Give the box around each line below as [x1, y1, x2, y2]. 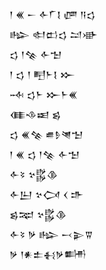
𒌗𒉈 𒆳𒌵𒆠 [9, 209, 67, 220]
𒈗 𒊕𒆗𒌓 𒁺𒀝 [9, 29, 99, 40]
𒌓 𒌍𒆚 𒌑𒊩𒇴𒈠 [9, 129, 84, 140]
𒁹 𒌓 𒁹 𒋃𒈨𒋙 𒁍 [9, 69, 76, 80]
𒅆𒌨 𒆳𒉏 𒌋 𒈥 [9, 189, 84, 200]
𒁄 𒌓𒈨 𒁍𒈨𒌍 [9, 89, 78, 100]
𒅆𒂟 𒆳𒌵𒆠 [9, 169, 59, 180]
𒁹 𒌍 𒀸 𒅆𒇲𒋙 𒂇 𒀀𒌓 [9, 9, 96, 20]
